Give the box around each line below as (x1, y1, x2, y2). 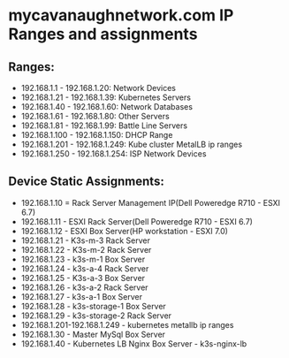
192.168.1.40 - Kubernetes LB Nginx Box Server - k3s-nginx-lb (20, 338, 247, 349)
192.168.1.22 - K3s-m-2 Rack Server (20, 244, 152, 255)
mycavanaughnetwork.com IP (8, 5, 234, 26)
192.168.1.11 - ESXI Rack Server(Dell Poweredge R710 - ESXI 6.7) (20, 216, 254, 226)
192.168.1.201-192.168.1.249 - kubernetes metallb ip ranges (20, 319, 234, 330)
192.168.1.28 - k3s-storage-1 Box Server (20, 301, 167, 311)
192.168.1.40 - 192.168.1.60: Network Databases (20, 102, 194, 111)
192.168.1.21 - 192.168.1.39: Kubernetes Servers (20, 92, 192, 103)
